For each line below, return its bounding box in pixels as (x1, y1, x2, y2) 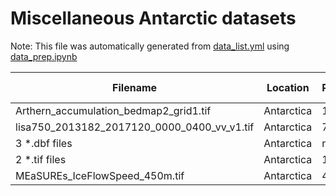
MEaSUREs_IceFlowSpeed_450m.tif (15, 168, 185, 182)
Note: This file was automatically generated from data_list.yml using (10, 40, 290, 52)
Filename (112, 80, 158, 94)
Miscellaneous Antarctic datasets (10, 7, 297, 30)
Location (266, 80, 310, 94)
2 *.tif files (15, 152, 67, 166)
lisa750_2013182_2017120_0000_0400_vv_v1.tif (15, 120, 255, 134)
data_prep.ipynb (10, 50, 78, 62)
